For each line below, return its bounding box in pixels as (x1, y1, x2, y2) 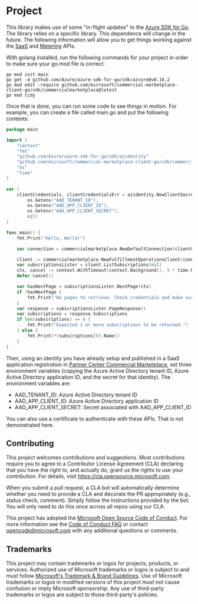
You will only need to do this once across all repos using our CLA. (6, 503, 166, 510)
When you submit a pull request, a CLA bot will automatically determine (6, 484, 180, 491)
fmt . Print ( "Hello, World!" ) (16, 235, 85, 241)
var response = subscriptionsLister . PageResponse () (16, 306, 146, 311)
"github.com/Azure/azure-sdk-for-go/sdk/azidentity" (16, 153, 149, 160)
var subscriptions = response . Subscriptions (16, 311, 128, 317)
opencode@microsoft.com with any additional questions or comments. (6, 527, 178, 534)
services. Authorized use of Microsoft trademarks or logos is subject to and (6, 566, 190, 573)
